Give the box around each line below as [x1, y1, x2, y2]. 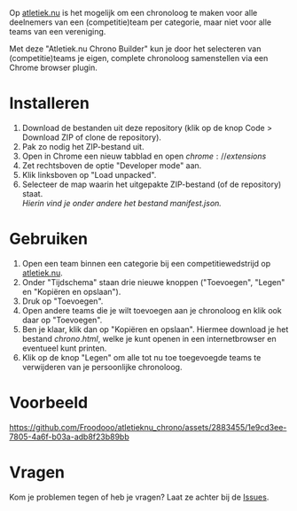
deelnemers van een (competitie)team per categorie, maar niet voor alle [9, 17, 272, 27]
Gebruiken [9, 229, 89, 249]
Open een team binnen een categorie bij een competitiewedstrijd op [21, 258, 271, 268]
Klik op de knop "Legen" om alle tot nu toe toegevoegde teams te [21, 352, 262, 362]
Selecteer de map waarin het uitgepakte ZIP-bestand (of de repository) [21, 179, 282, 190]
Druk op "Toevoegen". [21, 296, 104, 306]
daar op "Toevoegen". [21, 314, 103, 325]
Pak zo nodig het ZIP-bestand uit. [21, 141, 145, 151]
